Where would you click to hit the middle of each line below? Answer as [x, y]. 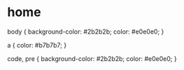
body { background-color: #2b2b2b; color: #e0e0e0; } [86, 31]
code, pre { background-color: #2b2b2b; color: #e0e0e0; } [92, 58]
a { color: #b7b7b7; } [37, 45]
